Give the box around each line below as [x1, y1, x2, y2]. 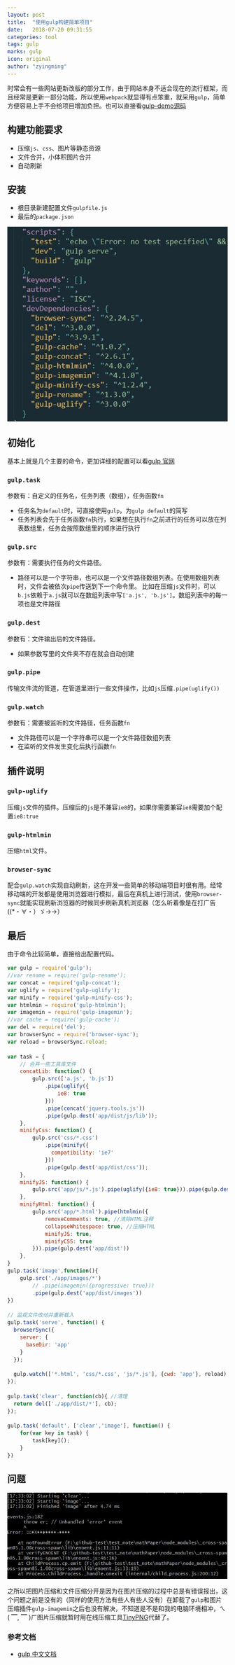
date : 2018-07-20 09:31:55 [7, 26, 92, 33]
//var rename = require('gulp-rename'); [7, 972, 127, 980]
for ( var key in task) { [20, 1430, 90, 1437]
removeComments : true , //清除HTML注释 [44, 1215, 154, 1222]
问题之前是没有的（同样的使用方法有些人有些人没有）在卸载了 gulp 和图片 [13, 1596, 222, 1604]
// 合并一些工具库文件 [20, 1061, 77, 1068]
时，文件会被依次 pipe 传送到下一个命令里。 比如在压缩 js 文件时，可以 [17, 582, 216, 591]
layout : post [7, 11, 45, 18]
